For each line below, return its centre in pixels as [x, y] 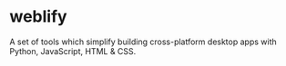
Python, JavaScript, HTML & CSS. [73, 51]
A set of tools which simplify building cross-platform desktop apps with [143, 42]
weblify [38, 17]
